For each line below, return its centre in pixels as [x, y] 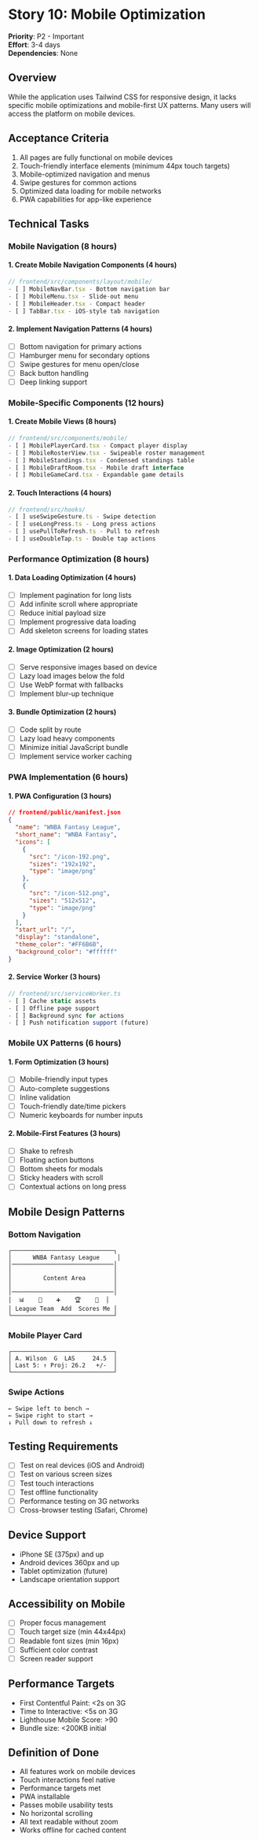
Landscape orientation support [69, 1579]
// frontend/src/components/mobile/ [68, 439]
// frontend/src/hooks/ [47, 510]
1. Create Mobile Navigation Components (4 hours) [93, 265]
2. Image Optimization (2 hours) [61, 649]
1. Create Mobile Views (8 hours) [62, 421]
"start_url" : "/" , [46, 930]
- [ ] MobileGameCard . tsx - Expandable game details [96, 475]
